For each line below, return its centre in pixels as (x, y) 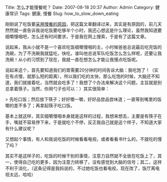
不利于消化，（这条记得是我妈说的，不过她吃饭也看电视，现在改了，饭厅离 (80, 168)
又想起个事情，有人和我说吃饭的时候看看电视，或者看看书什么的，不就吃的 (81, 139)
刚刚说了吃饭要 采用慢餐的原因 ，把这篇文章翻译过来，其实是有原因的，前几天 (83, 24)
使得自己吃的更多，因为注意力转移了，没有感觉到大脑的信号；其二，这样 (88, 162)
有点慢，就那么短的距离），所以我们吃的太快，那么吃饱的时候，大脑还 (80, 76)
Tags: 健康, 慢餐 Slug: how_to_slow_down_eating (69, 13)
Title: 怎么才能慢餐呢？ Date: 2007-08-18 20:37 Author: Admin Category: (80, 7)
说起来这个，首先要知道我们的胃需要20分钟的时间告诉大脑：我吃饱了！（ (80, 70)
